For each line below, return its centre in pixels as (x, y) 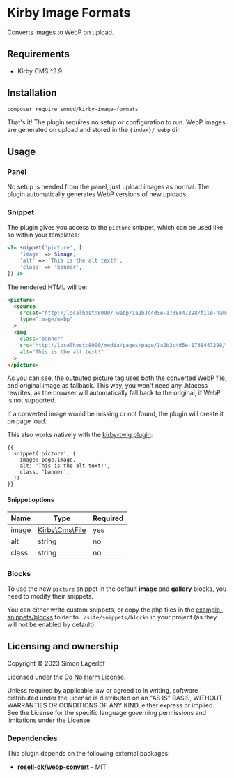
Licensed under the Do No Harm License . (67, 677)
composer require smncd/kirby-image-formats (73, 109)
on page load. (27, 421)
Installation (32, 93)
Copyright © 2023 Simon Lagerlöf (56, 663)
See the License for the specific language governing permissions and (107, 712)
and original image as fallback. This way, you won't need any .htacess (108, 386)
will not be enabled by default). (52, 624)
